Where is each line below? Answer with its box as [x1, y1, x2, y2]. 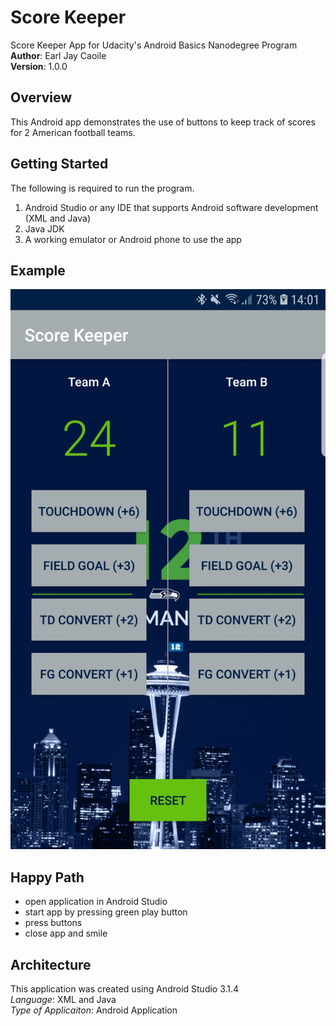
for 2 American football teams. [10, 126, 136, 138]
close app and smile [24, 927, 108, 940]
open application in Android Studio [24, 896, 168, 908]
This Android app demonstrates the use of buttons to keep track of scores [10, 116, 316, 128]
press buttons [24, 917, 83, 929]
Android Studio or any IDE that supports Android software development [24, 201, 319, 213]
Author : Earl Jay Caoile [10, 49, 107, 61]
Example [10, 262, 66, 279]
